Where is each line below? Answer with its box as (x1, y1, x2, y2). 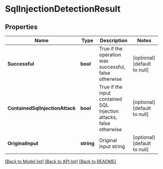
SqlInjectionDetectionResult (5, 3, 121, 15)
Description (99, 37, 128, 44)
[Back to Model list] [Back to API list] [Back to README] (5, 159, 116, 164)
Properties (5, 23, 38, 31)
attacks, (99, 114, 117, 120)
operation (99, 51, 121, 58)
